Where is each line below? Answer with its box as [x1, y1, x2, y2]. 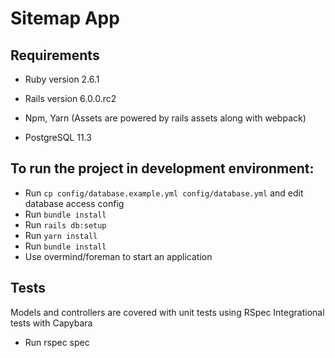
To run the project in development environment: [10, 160, 315, 177]
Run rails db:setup [24, 218, 107, 231]
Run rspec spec [24, 336, 90, 348]
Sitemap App [10, 7, 120, 30]
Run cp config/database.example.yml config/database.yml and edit [24, 187, 304, 199]
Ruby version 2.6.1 [24, 73, 100, 85]
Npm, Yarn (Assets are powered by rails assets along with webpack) [24, 112, 307, 124]
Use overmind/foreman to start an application [24, 250, 213, 262]
